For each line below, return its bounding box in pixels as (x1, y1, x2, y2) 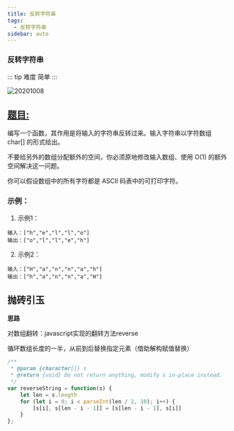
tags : (7, 17, 23, 24)
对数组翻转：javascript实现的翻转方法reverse (7, 329, 139, 337)
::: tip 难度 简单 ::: (7, 72, 58, 81)
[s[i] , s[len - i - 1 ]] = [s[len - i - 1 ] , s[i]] (33, 405, 182, 412)
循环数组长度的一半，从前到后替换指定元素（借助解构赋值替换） (7, 345, 193, 353)
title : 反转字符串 (7, 10, 57, 18)
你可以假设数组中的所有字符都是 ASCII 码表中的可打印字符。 (7, 177, 182, 185)
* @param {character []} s (10, 365, 87, 372)
